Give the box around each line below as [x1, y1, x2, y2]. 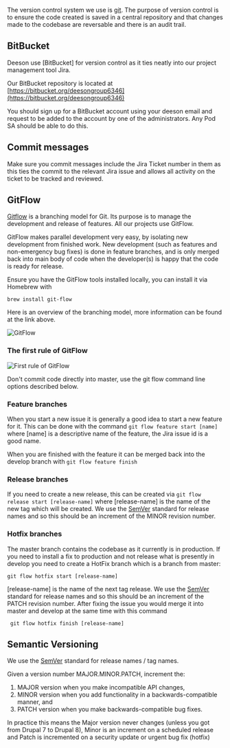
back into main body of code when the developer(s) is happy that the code [7, 255, 218, 263]
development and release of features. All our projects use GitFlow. [7, 220, 194, 228]
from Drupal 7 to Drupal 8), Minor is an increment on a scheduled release [7, 726, 214, 734]
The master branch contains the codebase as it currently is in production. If [7, 545, 221, 553]
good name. [7, 437, 41, 445]
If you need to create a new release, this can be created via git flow [7, 490, 201, 499]
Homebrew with [7, 283, 52, 291]
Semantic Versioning [7, 639, 99, 650]
